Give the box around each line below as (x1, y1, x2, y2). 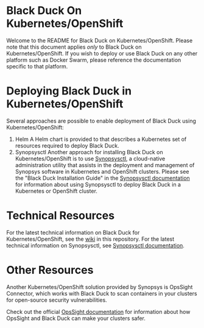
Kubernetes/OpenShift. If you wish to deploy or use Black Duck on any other (6, 49, 198, 57)
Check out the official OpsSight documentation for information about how (6, 308, 191, 315)
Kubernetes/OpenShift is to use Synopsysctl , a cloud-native (15, 155, 166, 162)
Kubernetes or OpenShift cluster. (15, 187, 97, 194)
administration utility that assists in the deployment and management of (15, 161, 195, 168)
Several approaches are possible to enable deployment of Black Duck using (6, 117, 196, 124)
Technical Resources (6, 209, 114, 223)
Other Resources (6, 263, 94, 277)
